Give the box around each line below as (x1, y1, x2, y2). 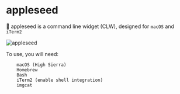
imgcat (16, 82, 33, 88)
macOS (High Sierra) (16, 62, 67, 68)
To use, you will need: (6, 50, 59, 57)
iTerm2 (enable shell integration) (16, 77, 103, 83)
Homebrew (16, 67, 38, 73)
